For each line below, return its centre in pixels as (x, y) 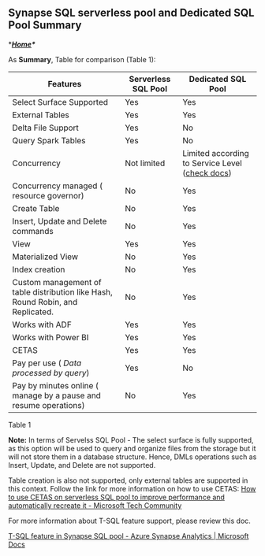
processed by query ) (51, 373)
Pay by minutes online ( (56, 385)
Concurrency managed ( (58, 186)
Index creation (39, 269)
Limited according (216, 153)
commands (33, 231)
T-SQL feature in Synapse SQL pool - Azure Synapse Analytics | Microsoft (129, 536)
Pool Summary (45, 26)
